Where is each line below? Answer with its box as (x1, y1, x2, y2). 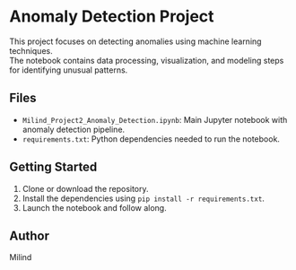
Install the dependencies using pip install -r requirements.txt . (22, 193, 265, 204)
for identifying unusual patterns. (9, 65, 128, 75)
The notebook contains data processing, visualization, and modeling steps (9, 55, 284, 65)
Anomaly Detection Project (9, 6, 214, 27)
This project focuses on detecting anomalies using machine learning (9, 36, 262, 47)
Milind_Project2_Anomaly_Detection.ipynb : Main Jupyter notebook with (22, 114, 288, 125)
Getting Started (9, 160, 98, 175)
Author (9, 228, 49, 243)
